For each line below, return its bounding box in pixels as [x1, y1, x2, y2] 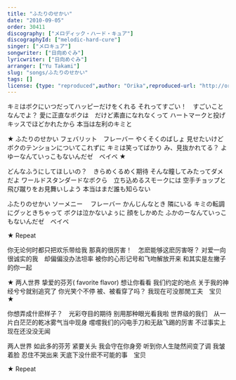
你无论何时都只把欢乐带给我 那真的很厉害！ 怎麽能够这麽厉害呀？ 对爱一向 [7, 246, 226, 254]
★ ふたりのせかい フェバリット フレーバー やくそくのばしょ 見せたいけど [7, 135, 224, 143]
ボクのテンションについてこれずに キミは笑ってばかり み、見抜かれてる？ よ [7, 143, 228, 152]
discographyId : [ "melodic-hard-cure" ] [7, 37, 121, 44]
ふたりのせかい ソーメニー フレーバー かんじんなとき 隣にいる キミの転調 [7, 199, 225, 208]
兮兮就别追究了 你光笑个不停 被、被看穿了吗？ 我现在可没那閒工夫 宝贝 [13, 287, 222, 296]
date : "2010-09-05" [7, 17, 65, 24]
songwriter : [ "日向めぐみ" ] [7, 50, 84, 57]
